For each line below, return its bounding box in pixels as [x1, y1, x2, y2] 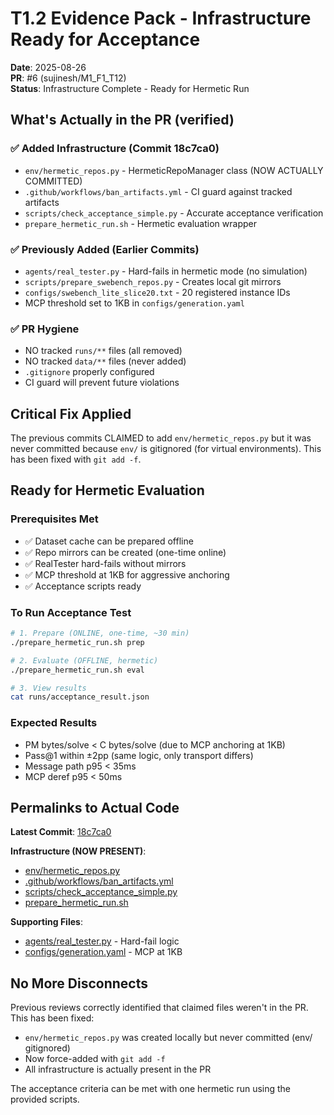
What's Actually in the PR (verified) [10, 112, 235, 129]
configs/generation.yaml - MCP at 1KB [24, 946, 183, 958]
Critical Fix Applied [10, 405, 132, 422]
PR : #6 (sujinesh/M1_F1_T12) [10, 72, 127, 84]
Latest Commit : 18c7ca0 [10, 826, 112, 838]
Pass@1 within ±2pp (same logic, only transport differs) [24, 749, 254, 761]
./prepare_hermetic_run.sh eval [10, 665, 145, 675]
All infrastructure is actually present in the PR [24, 1063, 212, 1076]
